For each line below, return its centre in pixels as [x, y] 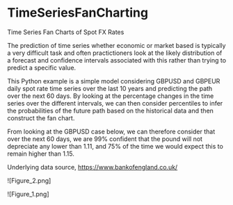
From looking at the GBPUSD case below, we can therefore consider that [111, 131]
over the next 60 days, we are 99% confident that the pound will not [105, 139]
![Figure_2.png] [29, 180]
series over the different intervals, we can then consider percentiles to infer [115, 103]
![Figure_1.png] [28, 194]
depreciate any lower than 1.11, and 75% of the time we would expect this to [115, 146]
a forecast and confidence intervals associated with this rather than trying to [117, 60]
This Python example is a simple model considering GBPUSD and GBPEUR [114, 81]
